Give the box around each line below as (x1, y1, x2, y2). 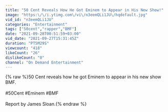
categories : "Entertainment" (5, 21, 68, 27)
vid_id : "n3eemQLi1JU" (5, 17, 54, 22)
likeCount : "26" (5, 50, 40, 55)
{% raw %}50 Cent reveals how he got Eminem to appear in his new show (5, 74, 161, 80)
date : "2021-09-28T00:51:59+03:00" (5, 31, 81, 36)
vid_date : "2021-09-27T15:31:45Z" (5, 36, 79, 41)
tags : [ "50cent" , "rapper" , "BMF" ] (5, 27, 77, 32)
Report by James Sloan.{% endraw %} (5, 101, 87, 107)
